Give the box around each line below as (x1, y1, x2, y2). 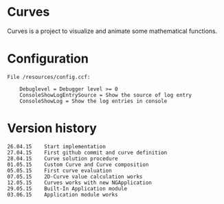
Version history (7, 121, 98, 136)
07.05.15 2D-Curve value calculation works (7, 173, 143, 180)
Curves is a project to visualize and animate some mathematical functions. (7, 27, 218, 35)
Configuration (7, 51, 89, 67)
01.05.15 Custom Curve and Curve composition (7, 161, 149, 168)
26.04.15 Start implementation (7, 143, 107, 150)
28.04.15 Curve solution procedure (7, 155, 118, 162)
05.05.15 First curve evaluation (7, 167, 112, 174)
